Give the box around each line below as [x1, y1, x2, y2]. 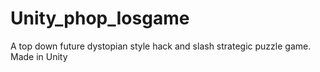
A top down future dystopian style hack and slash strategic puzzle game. [10, 40, 312, 52]
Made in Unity [10, 50, 68, 62]
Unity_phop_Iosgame [10, 7, 190, 30]
